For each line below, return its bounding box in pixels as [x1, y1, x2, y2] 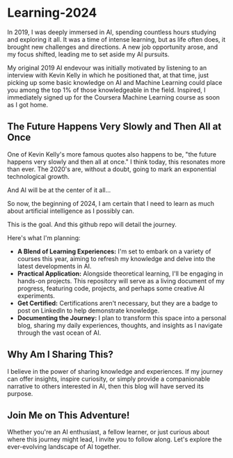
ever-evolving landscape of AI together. [7, 443, 121, 451]
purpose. [7, 389, 33, 397]
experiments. [17, 291, 56, 300]
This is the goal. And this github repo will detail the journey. [7, 220, 177, 228]
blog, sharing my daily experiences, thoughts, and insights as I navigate [17, 321, 223, 329]
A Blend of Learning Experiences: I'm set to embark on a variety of [17, 247, 211, 255]
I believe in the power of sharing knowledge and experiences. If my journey [7, 367, 223, 375]
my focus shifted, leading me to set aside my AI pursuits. [7, 50, 170, 58]
